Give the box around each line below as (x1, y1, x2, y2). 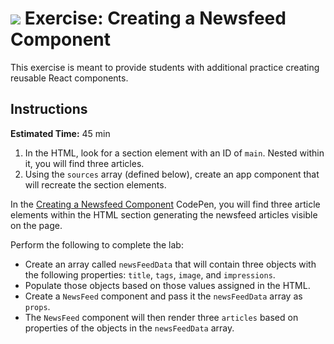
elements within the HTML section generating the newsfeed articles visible (10, 208, 318, 221)
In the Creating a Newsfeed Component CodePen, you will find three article (10, 198, 321, 210)
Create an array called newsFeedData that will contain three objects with (24, 258, 317, 270)
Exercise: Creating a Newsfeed (24, 7, 287, 30)
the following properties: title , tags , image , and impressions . (24, 268, 276, 281)
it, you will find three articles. (24, 157, 145, 169)
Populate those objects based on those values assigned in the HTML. (24, 279, 311, 291)
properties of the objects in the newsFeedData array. (24, 322, 235, 334)
